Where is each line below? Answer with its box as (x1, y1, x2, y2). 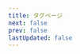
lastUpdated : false (8, 33, 73, 42)
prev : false (8, 26, 48, 34)
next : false (8, 19, 48, 27)
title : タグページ (8, 11, 63, 20)
